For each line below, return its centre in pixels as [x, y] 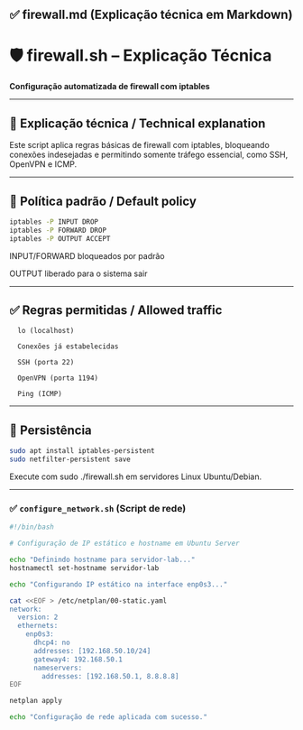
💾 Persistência [50, 430]
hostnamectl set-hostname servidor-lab [84, 568]
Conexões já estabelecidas [68, 347]
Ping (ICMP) [40, 394]
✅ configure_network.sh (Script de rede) [98, 508]
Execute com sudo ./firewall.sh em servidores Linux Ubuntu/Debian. [136, 476]
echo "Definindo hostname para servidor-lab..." [102, 559]
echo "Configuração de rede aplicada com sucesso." [108, 717]
